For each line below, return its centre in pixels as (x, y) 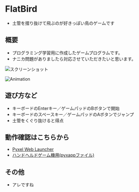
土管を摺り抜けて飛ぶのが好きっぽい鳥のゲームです (63, 23)
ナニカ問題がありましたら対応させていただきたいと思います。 (74, 59)
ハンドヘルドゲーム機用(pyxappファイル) (53, 155)
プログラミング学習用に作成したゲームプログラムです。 (67, 53)
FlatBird (21, 9)
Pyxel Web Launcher (33, 149)
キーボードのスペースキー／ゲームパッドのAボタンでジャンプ (73, 114)
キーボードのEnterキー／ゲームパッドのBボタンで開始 (66, 108)
